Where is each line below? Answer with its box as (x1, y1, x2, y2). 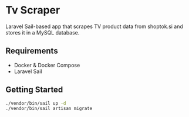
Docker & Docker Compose (14, 61, 80, 68)
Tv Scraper (5, 4, 60, 17)
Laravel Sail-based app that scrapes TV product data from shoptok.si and (5, 23, 183, 30)
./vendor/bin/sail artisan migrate (5, 106, 93, 112)
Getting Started (5, 85, 63, 95)
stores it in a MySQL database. (5, 29, 80, 36)
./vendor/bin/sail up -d (5, 100, 66, 106)
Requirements (5, 46, 58, 56)
